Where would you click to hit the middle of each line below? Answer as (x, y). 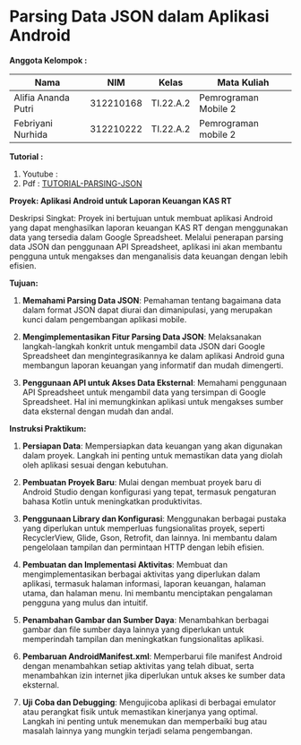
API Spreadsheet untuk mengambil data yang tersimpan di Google (144, 392)
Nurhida (30, 134)
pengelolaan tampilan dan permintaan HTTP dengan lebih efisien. (143, 547)
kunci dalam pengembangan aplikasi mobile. (104, 319)
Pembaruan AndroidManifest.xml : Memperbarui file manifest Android (152, 656)
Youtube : (40, 174)
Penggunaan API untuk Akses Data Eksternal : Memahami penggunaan (155, 382)
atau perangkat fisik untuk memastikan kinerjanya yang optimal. (140, 711)
